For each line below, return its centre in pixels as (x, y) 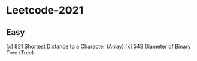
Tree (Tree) (20, 53)
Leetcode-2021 (45, 10)
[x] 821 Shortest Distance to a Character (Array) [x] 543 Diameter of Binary (99, 46)
